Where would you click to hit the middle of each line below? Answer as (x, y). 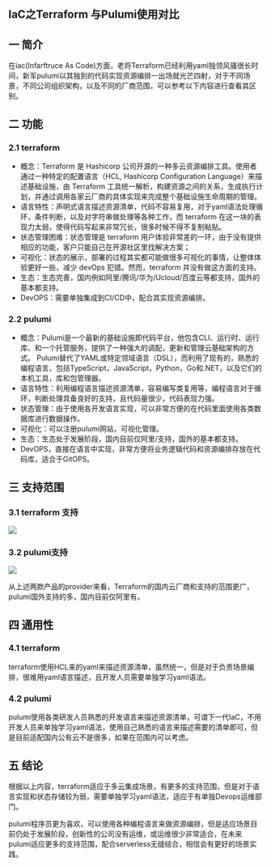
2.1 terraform (34, 147)
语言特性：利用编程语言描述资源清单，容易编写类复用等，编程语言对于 (137, 388)
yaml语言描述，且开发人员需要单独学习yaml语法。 (127, 677)
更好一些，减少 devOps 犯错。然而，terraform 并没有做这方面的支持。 (144, 267)
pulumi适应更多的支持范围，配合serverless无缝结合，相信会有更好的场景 (129, 843)
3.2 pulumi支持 (38, 552)
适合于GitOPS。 (68, 459)
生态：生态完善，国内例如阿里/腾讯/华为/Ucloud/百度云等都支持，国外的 (140, 277)
